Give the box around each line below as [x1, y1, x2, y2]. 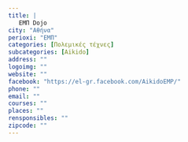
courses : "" [8, 99, 47, 107]
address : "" [8, 56, 47, 64]
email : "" [8, 92, 41, 100]
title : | [8, 11, 37, 20]
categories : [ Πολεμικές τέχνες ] [8, 41, 114, 49]
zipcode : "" [8, 121, 47, 129]
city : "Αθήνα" [8, 26, 55, 34]
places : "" [8, 107, 44, 115]
